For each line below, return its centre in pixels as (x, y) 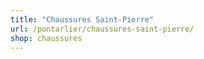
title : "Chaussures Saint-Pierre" (82, 19)
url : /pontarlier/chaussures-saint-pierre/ (102, 29)
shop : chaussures (46, 38)
